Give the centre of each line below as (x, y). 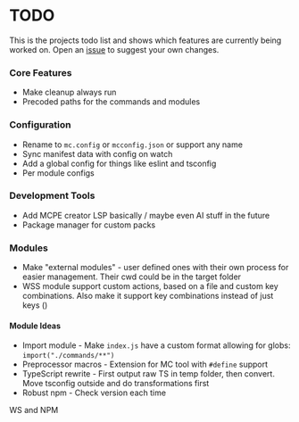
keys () (35, 305)
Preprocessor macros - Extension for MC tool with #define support (145, 364)
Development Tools (52, 195)
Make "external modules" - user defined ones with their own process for (155, 268)
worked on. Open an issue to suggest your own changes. (114, 49)
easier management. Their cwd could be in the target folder (132, 277)
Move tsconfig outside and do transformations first (116, 384)
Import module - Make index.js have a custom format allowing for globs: (156, 345)
